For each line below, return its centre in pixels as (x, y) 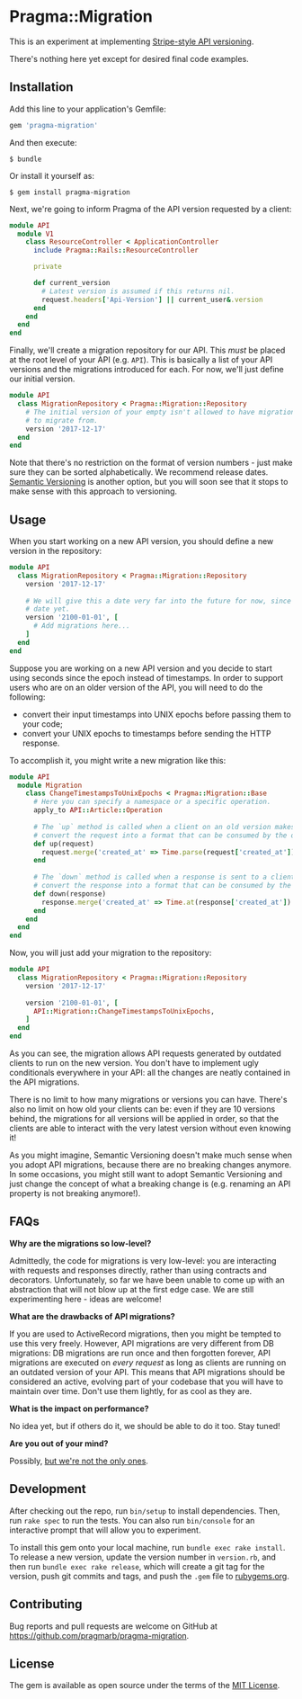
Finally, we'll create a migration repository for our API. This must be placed (147, 350)
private (48, 267)
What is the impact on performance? (80, 1408)
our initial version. (42, 379)
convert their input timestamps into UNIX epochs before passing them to (157, 714)
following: (27, 697)
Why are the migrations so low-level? (80, 1243)
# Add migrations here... (81, 626)
